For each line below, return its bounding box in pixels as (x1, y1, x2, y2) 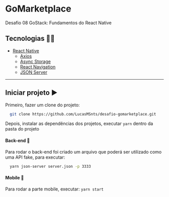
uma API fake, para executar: (5, 154, 65, 160)
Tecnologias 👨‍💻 (5, 34, 55, 43)
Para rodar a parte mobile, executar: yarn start (5, 186, 104, 192)
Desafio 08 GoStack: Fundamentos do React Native (5, 20, 112, 26)
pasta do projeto (5, 126, 39, 132)
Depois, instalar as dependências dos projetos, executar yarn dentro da (5, 120, 153, 126)
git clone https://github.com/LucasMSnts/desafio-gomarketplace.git (10, 111, 156, 116)
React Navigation (20, 63, 56, 70)
